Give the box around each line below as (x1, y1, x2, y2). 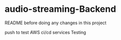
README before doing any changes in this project (4, 20, 107, 26)
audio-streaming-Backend (4, 3, 117, 15)
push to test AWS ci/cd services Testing (4, 29, 86, 35)
